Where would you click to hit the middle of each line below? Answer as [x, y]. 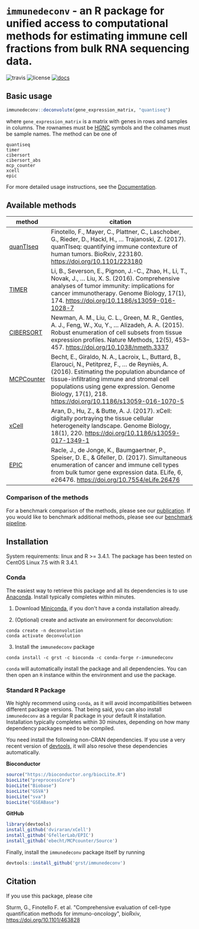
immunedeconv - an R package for [85, 11]
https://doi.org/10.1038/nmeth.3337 [117, 348]
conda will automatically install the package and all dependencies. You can [97, 668]
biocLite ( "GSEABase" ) [33, 802]
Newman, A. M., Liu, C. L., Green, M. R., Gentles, [117, 318]
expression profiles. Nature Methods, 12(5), [112, 340]
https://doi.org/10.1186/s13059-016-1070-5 [118, 401]
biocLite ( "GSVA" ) [28, 791]
